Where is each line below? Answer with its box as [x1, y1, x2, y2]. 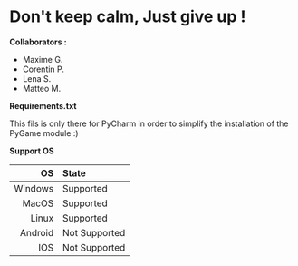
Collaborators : [9, 36, 67, 47]
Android [19, 226, 54, 239]
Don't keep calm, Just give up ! [9, 6, 246, 27]
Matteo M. [22, 83, 62, 94]
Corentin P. [22, 64, 65, 74]
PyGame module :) [9, 127, 79, 138]
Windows [14, 182, 54, 194]
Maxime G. [22, 54, 63, 64]
